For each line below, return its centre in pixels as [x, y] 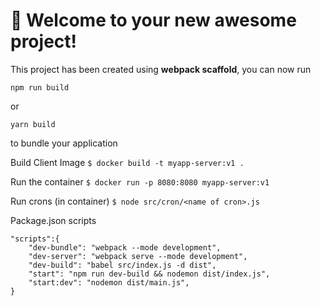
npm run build [40, 87]
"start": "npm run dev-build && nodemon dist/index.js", [149, 274]
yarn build [33, 124]
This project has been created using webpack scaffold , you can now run [161, 69]
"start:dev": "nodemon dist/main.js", [109, 282]
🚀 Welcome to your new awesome [153, 20]
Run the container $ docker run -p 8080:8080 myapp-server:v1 [140, 181]
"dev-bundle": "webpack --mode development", [125, 247]
